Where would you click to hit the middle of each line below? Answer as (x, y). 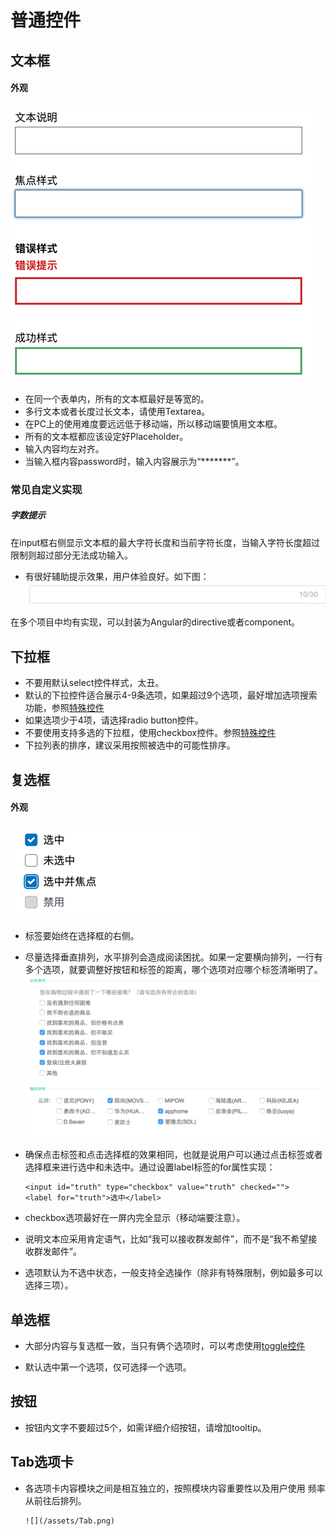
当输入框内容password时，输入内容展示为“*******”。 (134, 461)
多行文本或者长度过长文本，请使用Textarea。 (117, 411)
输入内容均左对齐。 (64, 448)
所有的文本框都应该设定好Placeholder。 (106, 436)
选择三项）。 (49, 1285)
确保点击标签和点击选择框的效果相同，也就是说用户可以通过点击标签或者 (173, 1155)
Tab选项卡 (42, 1462)
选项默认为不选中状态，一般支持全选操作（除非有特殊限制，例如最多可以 (173, 1273)
